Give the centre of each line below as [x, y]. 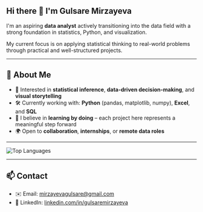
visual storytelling [38, 96]
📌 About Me [29, 75]
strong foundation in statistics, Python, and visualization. [77, 32]
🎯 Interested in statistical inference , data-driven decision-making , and [105, 89]
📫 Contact [27, 176]
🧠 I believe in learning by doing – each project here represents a [95, 118]
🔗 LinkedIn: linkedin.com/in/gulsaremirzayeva [72, 202]
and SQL [26, 111]
